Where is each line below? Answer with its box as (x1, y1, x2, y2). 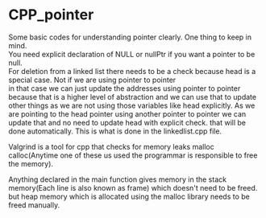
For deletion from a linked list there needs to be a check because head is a (8, 66, 256, 76)
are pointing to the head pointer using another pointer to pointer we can (8, 109, 247, 118)
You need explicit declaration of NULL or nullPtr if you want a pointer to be (8, 49, 256, 59)
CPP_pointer (8, 6, 94, 24)
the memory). (8, 158, 54, 168)
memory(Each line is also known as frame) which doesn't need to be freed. (8, 183, 258, 192)
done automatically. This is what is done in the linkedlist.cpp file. (8, 126, 222, 136)
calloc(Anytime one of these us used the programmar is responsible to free (8, 150, 258, 160)
